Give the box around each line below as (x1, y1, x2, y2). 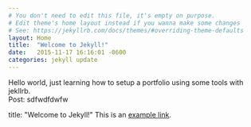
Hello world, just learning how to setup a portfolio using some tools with (8, 77, 244, 87)
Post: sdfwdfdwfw (8, 94, 69, 104)
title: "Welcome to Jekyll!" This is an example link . (8, 110, 172, 119)
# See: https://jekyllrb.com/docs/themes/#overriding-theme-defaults (8, 26, 245, 34)
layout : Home (8, 33, 52, 42)
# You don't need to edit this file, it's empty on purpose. (8, 11, 216, 20)
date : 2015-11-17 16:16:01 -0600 (8, 48, 127, 56)
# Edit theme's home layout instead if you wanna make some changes (8, 19, 241, 27)
